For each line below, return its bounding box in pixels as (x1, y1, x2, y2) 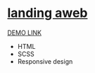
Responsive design (17, 57, 73, 65)
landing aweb (7, 5, 88, 21)
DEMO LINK (7, 28, 42, 37)
